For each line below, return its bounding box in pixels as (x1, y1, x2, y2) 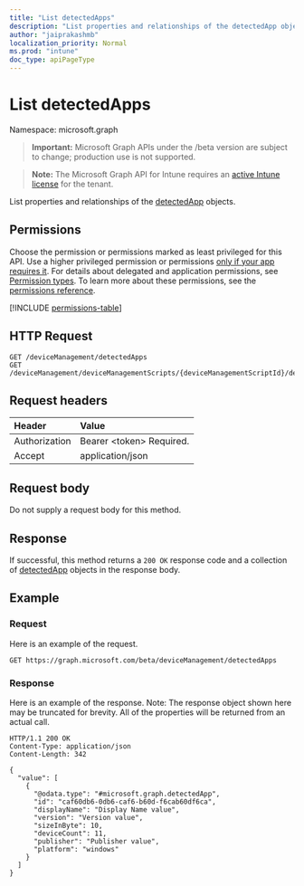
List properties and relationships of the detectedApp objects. (9, 195, 236, 206)
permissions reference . (9, 284, 96, 295)
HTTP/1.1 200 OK (9, 734, 71, 743)
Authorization (14, 435, 71, 448)
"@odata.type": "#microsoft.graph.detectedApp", (33, 789, 221, 798)
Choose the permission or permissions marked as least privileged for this (9, 246, 282, 257)
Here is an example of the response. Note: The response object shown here (9, 697, 292, 708)
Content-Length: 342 (9, 749, 88, 758)
